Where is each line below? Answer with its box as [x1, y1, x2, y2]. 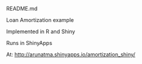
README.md [6, 5, 38, 12]
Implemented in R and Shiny [6, 28, 75, 35]
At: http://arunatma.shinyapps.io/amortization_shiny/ [6, 51, 136, 58]
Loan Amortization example [6, 17, 74, 23]
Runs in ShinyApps [6, 40, 53, 46]
